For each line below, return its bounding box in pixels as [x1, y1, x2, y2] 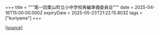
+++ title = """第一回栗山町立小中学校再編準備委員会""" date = [5, 4, 134, 10]
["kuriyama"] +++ [5, 15, 41, 21]
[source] [5, 25, 23, 31]
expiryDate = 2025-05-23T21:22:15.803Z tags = [43, 10, 143, 16]
